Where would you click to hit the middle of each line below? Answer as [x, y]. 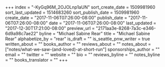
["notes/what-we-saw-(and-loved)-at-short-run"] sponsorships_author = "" [82, 49]
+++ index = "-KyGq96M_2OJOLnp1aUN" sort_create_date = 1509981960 [80, 7]
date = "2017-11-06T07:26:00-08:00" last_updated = [103, 23]
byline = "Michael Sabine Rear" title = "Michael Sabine [94, 33]
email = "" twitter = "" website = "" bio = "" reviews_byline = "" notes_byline [82, 55]
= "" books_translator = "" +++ [36, 60]
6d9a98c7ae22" [22, 33]
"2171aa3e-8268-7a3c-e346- [126, 28]
